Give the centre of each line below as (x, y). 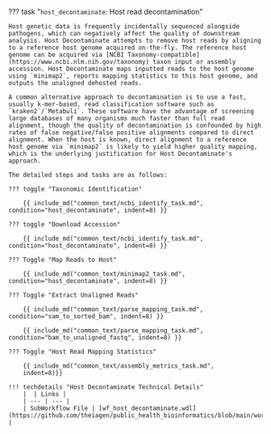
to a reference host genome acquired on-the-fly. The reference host (128, 48)
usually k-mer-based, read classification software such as (112, 104)
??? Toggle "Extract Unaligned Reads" (73, 295)
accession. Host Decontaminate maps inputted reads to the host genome (131, 69)
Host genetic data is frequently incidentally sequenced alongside (124, 27)
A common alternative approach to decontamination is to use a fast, (128, 97)
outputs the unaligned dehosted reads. (75, 83)
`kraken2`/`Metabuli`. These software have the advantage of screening (131, 112)
